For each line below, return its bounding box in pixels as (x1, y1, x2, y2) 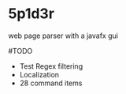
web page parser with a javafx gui (8, 31, 118, 40)
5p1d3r (8, 5, 55, 23)
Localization (19, 70, 60, 79)
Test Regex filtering (19, 61, 83, 71)
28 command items (19, 78, 83, 88)
